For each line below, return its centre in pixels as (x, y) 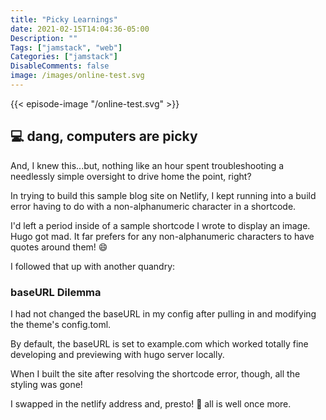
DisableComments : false (60, 66)
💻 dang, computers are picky (104, 136)
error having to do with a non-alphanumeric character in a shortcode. (153, 206)
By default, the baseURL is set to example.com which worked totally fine (159, 343)
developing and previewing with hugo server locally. (117, 354)
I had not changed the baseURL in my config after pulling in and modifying (163, 313)
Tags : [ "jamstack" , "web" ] (66, 47)
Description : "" (44, 38)
